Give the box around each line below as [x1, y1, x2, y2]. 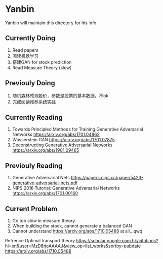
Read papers [12, 47, 39, 53]
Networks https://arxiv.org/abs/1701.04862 [12, 131, 100, 137]
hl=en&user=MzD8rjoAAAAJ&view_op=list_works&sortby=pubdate [5, 243, 141, 249]
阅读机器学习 [12, 53, 39, 59]
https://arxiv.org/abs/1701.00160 [12, 191, 78, 196]
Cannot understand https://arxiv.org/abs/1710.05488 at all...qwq [12, 228, 143, 234]
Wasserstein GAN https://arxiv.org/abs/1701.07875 [12, 137, 115, 143]
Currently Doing [5, 34, 56, 42]
